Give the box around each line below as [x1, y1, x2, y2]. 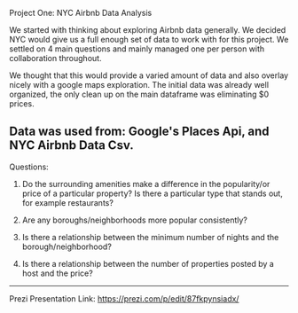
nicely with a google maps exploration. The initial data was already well [9, 80, 269, 90]
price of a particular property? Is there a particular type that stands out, [21, 188, 284, 199]
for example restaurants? [21, 197, 114, 207]
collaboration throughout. [9, 53, 102, 63]
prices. [9, 98, 35, 109]
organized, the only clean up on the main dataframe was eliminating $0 [9, 89, 270, 99]
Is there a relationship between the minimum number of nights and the [21, 231, 279, 242]
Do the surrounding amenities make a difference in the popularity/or [21, 178, 271, 189]
